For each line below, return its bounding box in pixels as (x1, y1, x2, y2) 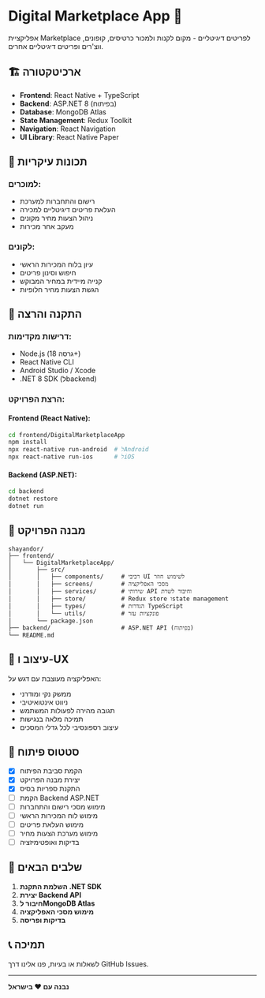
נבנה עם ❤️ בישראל (8, 981, 69, 991)
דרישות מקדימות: (8, 331, 73, 342)
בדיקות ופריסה (19, 915, 66, 925)
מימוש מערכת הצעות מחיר (19, 828, 99, 838)
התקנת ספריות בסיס (19, 784, 80, 794)
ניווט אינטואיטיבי (19, 697, 69, 707)
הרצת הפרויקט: (8, 394, 65, 405)
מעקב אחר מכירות (19, 222, 74, 231)
